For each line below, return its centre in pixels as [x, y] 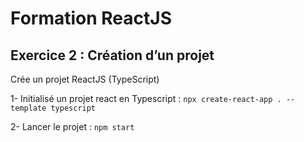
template [28, 108]
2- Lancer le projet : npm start [72, 126]
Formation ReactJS [91, 18]
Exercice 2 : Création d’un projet [112, 55]
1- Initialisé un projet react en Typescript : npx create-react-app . [146, 98]
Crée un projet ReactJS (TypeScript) [85, 79]
